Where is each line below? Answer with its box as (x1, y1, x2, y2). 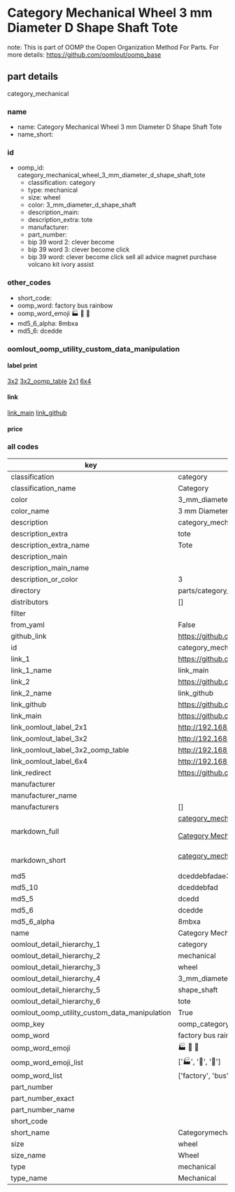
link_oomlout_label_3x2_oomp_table (10, 744, 129, 754)
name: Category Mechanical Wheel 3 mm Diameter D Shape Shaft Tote (17, 123, 222, 131)
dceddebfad (178, 882, 218, 892)
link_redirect (10, 768, 52, 777)
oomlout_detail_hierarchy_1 (10, 939, 101, 949)
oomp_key (10, 1019, 45, 1029)
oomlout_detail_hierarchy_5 (10, 985, 101, 995)
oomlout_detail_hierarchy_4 (10, 973, 101, 983)
